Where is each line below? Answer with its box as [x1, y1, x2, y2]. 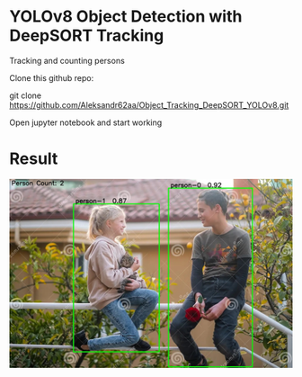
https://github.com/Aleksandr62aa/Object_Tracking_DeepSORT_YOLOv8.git [9, 99, 289, 110]
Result [9, 148, 58, 169]
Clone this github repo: [9, 72, 94, 83]
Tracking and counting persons [9, 55, 126, 66]
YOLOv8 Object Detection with [9, 6, 243, 27]
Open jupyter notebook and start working [9, 117, 163, 128]
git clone [9, 90, 42, 101]
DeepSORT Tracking [9, 25, 164, 46]
